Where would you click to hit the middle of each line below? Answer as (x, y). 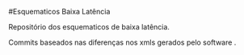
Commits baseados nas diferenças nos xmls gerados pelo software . (122, 42)
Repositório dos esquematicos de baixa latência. (89, 27)
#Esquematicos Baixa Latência (59, 12)
